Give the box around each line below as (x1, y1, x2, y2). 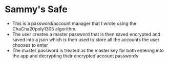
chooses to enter (12, 42, 48, 48)
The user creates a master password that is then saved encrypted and (12, 31, 161, 37)
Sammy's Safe (5, 4, 68, 15)
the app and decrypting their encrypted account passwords (12, 52, 139, 59)
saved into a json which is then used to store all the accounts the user (12, 37, 160, 43)
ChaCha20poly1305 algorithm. (12, 25, 77, 31)
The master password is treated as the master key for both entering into (12, 47, 164, 53)
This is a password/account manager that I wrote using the (12, 20, 137, 26)
